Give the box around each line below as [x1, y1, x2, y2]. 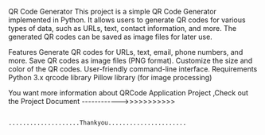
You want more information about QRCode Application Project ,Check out [8, 88, 249, 98]
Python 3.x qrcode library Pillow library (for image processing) [8, 73, 212, 82]
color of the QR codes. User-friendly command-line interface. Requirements [8, 64, 258, 74]
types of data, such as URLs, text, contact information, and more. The [8, 24, 237, 33]
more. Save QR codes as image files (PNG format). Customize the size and [8, 56, 253, 65]
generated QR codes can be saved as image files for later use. [8, 32, 212, 41]
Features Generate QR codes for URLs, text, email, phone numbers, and [8, 48, 244, 56]
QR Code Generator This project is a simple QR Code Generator [8, 7, 217, 16]
